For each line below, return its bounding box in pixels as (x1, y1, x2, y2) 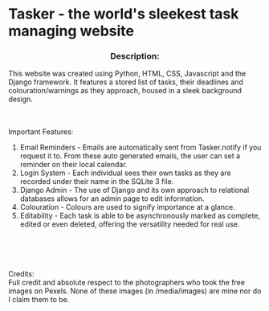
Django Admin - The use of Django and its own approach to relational (19, 186, 250, 195)
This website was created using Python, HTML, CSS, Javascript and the (8, 69, 247, 79)
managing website (8, 22, 135, 40)
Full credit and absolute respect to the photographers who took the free (8, 278, 245, 288)
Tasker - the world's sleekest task (8, 5, 239, 23)
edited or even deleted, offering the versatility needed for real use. (19, 219, 240, 229)
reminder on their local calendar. (19, 160, 128, 170)
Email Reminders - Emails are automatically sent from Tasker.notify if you (19, 142, 262, 153)
